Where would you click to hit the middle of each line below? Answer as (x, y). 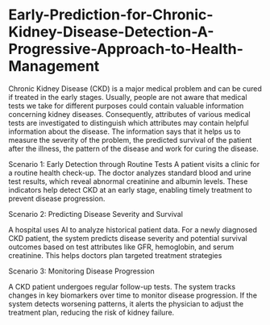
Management (54, 67)
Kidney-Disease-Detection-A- (111, 32)
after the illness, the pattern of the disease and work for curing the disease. (134, 148)
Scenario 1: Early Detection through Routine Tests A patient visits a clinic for (134, 164)
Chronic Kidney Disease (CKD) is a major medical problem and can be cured (135, 88)
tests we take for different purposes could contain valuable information (126, 106)
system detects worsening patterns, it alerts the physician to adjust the (126, 303)
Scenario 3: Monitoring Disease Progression (81, 271)
